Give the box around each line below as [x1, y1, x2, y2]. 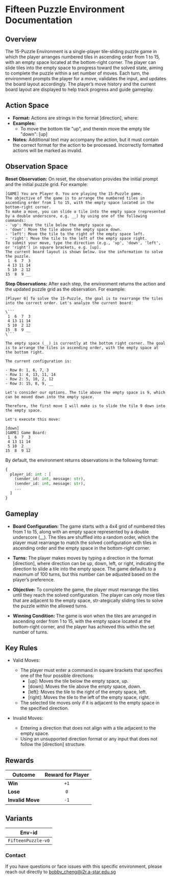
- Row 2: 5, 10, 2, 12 [5, 376, 54, 381]
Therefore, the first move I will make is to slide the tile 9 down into [5, 403, 166, 409]
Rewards [5, 756, 34, 765]
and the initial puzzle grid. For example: [5, 181, 88, 187]
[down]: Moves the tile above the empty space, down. [28, 684, 141, 690]
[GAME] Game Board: [5, 430, 47, 435]
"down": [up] [20, 131, 47, 137]
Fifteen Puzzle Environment [5, 4, 125, 15]
